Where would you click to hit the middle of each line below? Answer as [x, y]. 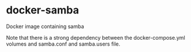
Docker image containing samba [45, 26]
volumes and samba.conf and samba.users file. [63, 44]
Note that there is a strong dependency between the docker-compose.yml [96, 37]
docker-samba [42, 10]
